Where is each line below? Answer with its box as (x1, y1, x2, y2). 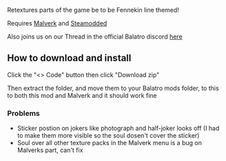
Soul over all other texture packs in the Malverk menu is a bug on (17, 139, 202, 147)
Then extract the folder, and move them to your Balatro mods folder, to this (7, 84, 219, 92)
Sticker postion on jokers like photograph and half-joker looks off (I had (17, 124, 220, 133)
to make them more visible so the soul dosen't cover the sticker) (17, 131, 200, 140)
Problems (7, 108, 40, 118)
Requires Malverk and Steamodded (7, 19, 107, 27)
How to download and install (7, 52, 132, 64)
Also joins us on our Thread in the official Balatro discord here (7, 32, 183, 41)
